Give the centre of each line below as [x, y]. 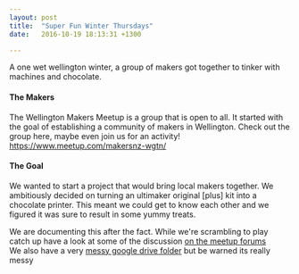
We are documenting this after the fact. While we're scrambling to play [139, 231]
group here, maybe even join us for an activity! [95, 136]
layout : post [33, 17]
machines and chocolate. [56, 77]
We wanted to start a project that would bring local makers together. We [141, 186]
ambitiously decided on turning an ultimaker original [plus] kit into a [133, 195]
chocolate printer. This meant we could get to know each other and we [139, 204]
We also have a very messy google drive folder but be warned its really [140, 250]
